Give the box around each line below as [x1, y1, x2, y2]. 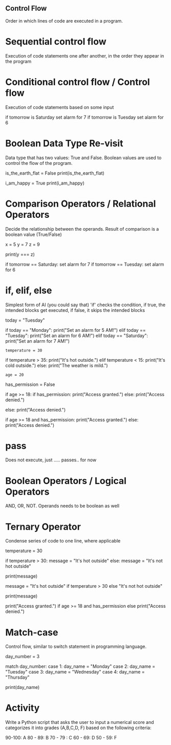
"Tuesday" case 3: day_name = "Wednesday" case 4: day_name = [5, 669, 145, 675]
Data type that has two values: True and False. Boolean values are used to [5, 154, 162, 161]
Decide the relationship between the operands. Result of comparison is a [5, 226, 159, 232]
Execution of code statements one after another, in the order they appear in [5, 52, 164, 59]
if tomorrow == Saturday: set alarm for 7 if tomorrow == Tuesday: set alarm [5, 261, 164, 267]
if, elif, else [5, 285, 52, 296]
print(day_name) [5, 684, 40, 691]
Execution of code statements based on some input [5, 104, 114, 110]
